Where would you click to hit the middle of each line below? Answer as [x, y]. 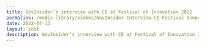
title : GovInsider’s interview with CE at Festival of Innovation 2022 [99, 12]
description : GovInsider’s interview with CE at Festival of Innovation [101, 35]
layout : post [23, 29]
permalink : [20, 18]
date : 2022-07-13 [28, 23]
